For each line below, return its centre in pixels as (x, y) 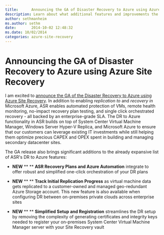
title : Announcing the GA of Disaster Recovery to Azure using (76, 10)
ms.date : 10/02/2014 (26, 32)
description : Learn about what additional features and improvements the (82, 14)
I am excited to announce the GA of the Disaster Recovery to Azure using (79, 95)
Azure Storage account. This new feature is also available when (76, 191)
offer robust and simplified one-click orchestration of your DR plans (80, 171)
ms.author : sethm (23, 23)
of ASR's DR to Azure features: (36, 157)
